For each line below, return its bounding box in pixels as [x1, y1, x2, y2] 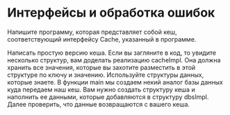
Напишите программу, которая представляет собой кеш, [7, 28, 177, 36]
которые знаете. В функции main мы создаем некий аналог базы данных [7, 78, 224, 86]
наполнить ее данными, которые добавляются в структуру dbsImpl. [7, 92, 209, 101]
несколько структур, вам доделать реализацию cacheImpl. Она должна [7, 55, 221, 64]
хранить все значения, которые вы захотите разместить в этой [7, 63, 196, 71]
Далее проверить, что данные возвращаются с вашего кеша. [7, 100, 190, 108]
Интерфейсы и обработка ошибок [7, 5, 215, 21]
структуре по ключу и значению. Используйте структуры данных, [7, 71, 204, 79]
